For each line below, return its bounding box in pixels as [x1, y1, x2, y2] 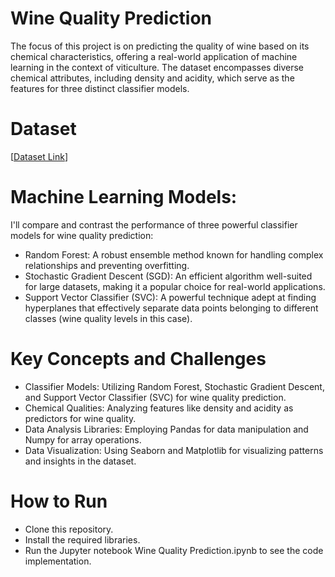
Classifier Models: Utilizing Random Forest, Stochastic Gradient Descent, [24, 380, 325, 392]
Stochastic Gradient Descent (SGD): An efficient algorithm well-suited [24, 270, 313, 282]
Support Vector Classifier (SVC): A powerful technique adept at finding [24, 291, 317, 303]
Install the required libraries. [24, 533, 141, 546]
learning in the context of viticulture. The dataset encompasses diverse [10, 61, 304, 73]
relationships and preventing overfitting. [24, 259, 190, 271]
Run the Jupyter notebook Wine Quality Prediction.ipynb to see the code [24, 544, 324, 556]
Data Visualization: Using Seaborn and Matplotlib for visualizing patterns [24, 444, 324, 456]
